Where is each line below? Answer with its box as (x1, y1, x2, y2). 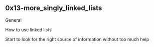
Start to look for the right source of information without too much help (5, 36, 149, 42)
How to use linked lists (5, 27, 52, 33)
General (5, 17, 22, 23)
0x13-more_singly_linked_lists (5, 4, 102, 12)
